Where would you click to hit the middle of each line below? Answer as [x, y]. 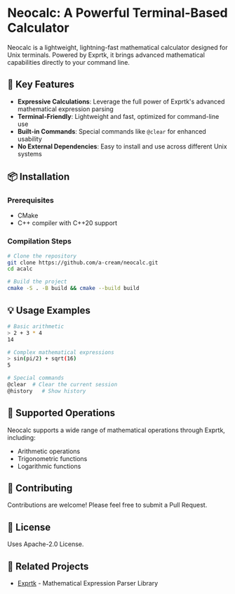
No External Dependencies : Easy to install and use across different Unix [122, 146]
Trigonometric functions [52, 458]
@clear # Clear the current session [62, 385]
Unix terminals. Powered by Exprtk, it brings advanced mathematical [106, 55]
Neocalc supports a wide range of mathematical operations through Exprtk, [116, 430]
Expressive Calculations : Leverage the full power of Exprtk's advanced [121, 101]
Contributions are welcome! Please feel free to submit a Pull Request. [107, 505]
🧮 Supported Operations [61, 413]
